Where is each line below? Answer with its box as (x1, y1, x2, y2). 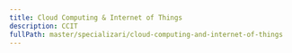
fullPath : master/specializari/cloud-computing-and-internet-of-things (9, 30, 283, 39)
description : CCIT (9, 22, 78, 31)
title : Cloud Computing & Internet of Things (9, 13, 182, 22)
